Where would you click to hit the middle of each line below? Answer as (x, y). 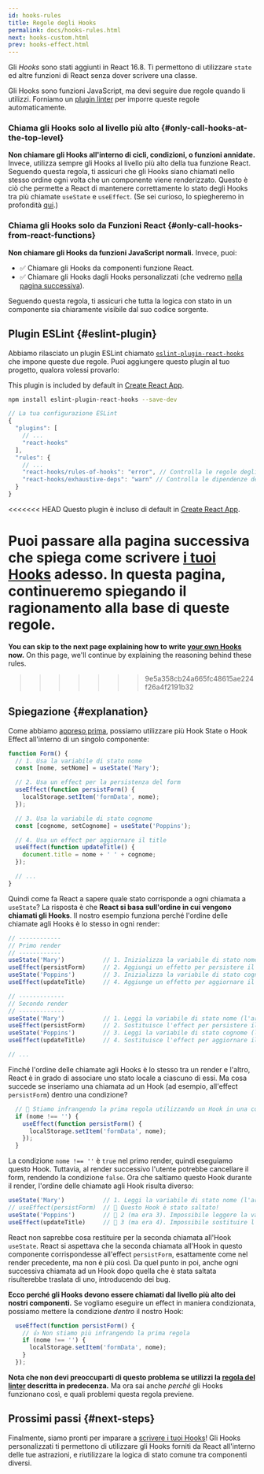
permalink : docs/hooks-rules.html (65, 30)
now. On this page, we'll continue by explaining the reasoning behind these (130, 655)
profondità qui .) (33, 205)
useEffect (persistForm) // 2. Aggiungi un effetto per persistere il (132, 967)
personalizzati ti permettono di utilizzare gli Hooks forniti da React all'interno (132, 1446)
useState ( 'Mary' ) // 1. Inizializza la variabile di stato (125, 960)
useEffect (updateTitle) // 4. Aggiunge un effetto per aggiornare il (132, 982)
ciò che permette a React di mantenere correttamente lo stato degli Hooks (128, 188)
